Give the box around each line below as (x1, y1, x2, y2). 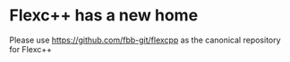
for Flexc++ (9, 43, 52, 54)
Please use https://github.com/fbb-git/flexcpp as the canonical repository (9, 35, 281, 45)
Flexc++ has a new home (9, 5, 199, 26)
